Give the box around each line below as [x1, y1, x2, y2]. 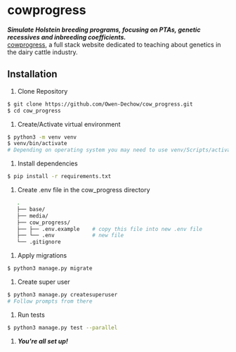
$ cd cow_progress [7, 107, 61, 114]
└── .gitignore [16, 239, 61, 246]
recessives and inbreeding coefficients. [7, 32, 126, 41]
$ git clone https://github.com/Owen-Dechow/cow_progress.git [7, 101, 193, 108]
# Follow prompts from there [7, 298, 93, 305]
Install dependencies [17, 159, 79, 168]
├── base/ [16, 206, 46, 213]
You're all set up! [17, 337, 69, 345]
